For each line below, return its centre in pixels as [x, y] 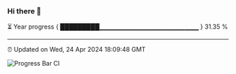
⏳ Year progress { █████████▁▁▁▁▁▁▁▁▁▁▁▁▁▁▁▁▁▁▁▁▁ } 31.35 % [118, 27]
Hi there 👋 [25, 11]
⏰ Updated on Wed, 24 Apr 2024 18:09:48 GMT [77, 50]
